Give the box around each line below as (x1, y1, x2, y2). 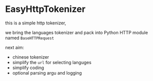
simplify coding (12, 65, 44, 71)
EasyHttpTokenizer (5, 3, 86, 15)
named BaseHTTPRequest (5, 35, 54, 41)
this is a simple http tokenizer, (5, 20, 66, 26)
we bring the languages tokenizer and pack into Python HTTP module (5, 29, 148, 35)
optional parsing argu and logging (12, 70, 82, 76)
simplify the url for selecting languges (12, 59, 92, 65)
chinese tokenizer (12, 54, 49, 60)
